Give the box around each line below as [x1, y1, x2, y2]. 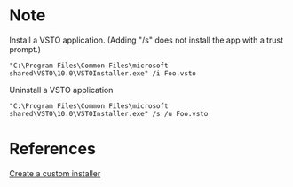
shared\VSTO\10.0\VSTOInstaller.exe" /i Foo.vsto [9, 68, 197, 78]
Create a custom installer [9, 168, 101, 178]
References [9, 139, 96, 160]
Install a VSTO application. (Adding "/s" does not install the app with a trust [9, 35, 284, 45]
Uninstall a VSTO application [9, 84, 114, 95]
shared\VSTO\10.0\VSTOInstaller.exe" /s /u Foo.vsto [9, 109, 209, 118]
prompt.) [9, 43, 42, 54]
